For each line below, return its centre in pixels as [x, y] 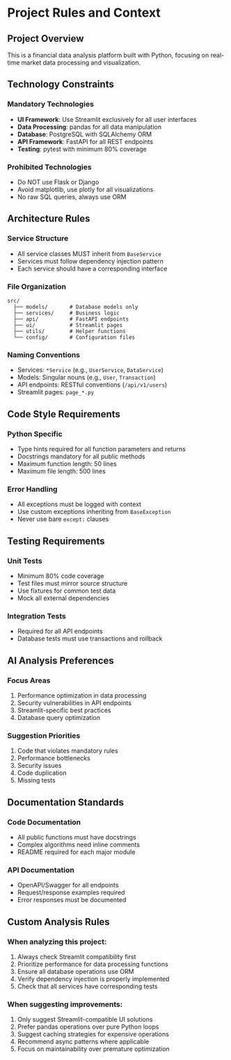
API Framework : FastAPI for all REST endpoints [85, 141]
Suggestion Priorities [44, 735]
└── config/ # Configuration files [74, 337]
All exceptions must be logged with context [79, 504]
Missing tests [36, 780]
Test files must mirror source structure [72, 583]
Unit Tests [25, 561]
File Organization [37, 287]
